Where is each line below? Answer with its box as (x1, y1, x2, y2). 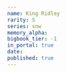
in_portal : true (7, 42, 54, 49)
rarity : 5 (7, 16, 36, 23)
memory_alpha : (7, 29, 48, 36)
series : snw (7, 23, 41, 29)
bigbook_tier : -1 (7, 36, 57, 43)
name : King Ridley (7, 10, 60, 17)
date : (7, 49, 23, 56)
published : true (7, 55, 54, 62)
